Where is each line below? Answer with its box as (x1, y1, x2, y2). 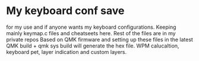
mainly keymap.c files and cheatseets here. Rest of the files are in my (6, 29, 176, 36)
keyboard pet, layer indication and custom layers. (6, 48, 127, 55)
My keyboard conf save (6, 4, 125, 18)
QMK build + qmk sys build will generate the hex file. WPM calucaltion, (6, 42, 179, 49)
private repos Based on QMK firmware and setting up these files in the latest (6, 36, 193, 43)
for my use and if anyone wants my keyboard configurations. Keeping (6, 23, 176, 30)
